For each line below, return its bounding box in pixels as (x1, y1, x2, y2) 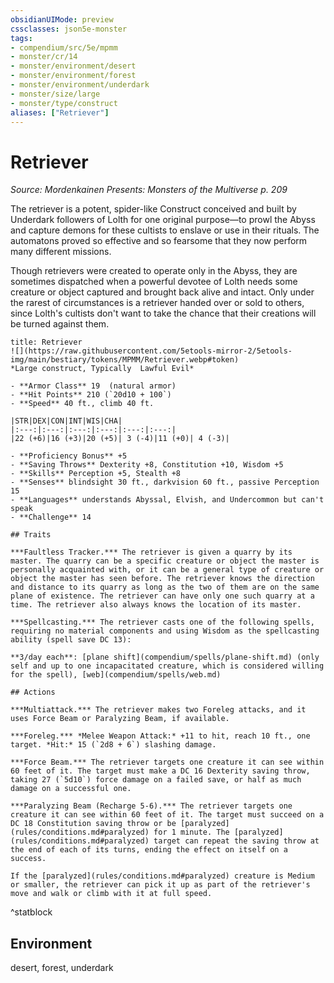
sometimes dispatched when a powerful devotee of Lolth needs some (10, 276, 298, 288)
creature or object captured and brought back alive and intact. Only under (10, 286, 315, 298)
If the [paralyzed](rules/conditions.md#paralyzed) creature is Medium (10, 871, 315, 881)
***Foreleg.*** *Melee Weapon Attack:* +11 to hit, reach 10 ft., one (10, 731, 311, 741)
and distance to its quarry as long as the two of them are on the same (10, 582, 320, 593)
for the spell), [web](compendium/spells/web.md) (10, 670, 222, 680)
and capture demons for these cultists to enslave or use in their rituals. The (10, 224, 320, 236)
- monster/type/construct (10, 98, 118, 108)
